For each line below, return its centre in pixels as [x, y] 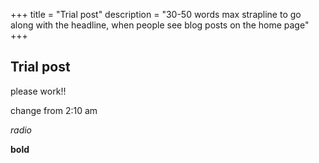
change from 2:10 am [54, 110]
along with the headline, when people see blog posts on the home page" [160, 25]
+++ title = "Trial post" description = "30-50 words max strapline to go [156, 14]
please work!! [38, 91]
